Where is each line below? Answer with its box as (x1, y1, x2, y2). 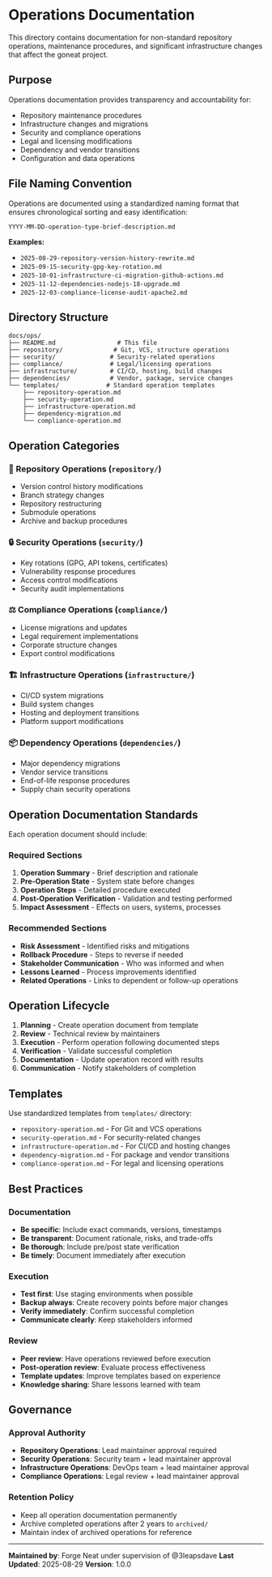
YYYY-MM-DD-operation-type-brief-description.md (8, 223, 176, 231)
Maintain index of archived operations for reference (19, 1527, 193, 1537)
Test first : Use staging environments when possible (19, 1289, 193, 1299)
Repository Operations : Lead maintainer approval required (19, 1446, 217, 1456)
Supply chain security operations (19, 784, 131, 795)
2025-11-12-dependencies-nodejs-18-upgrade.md (19, 279, 181, 288)
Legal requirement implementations (19, 631, 139, 641)
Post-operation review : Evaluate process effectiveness (19, 1362, 206, 1372)
